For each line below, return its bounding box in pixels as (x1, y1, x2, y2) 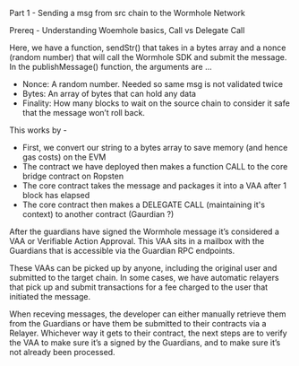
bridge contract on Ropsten (21, 170, 124, 181)
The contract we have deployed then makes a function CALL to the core (21, 161, 288, 171)
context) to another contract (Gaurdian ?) (21, 209, 175, 219)
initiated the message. (9, 292, 91, 301)
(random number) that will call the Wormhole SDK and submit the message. (9, 52, 287, 62)
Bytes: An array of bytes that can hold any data (21, 89, 197, 99)
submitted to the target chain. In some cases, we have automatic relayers (9, 273, 279, 283)
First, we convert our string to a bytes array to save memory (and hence (21, 143, 288, 152)
